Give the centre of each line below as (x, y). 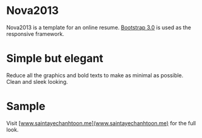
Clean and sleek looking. (37, 81)
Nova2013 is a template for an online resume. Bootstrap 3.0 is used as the (99, 27)
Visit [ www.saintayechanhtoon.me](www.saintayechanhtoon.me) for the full (101, 123)
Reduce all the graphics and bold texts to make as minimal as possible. (95, 75)
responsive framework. (35, 33)
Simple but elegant (55, 59)
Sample (26, 106)
